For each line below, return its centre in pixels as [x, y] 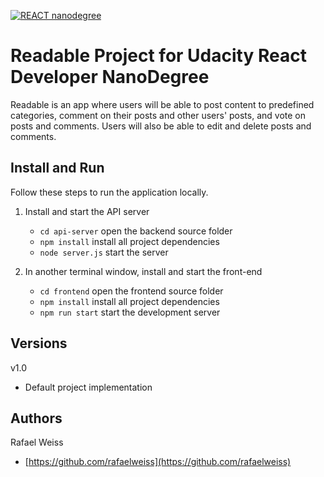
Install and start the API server [87, 211]
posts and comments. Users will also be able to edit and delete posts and [161, 126]
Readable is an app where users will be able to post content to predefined [162, 104]
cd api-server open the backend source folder [136, 231]
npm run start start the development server [130, 312]
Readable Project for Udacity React [158, 56]
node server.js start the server [104, 252]
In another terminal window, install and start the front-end [143, 271]
